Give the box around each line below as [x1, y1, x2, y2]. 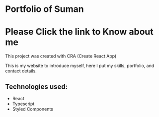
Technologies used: [5, 82, 68, 91]
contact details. [5, 68, 37, 74]
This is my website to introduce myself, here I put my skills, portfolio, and [5, 63, 155, 69]
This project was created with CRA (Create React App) [5, 53, 117, 59]
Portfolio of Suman [5, 3, 84, 15]
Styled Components [12, 106, 54, 112]
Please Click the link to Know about [5, 26, 154, 38]
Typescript [12, 101, 35, 107]
